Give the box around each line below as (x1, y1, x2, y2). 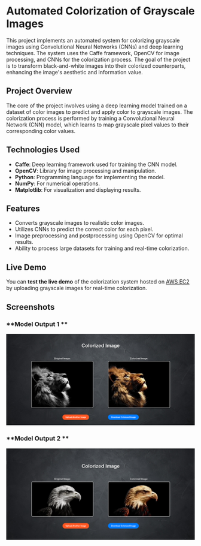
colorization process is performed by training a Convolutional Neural (6, 114, 175, 122)
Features (6, 203, 40, 213)
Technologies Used (6, 145, 80, 155)
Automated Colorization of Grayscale (6, 4, 195, 18)
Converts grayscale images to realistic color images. (14, 219, 145, 227)
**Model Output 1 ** (6, 319, 68, 328)
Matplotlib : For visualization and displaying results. (14, 186, 141, 193)
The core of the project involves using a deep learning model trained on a (6, 102, 187, 109)
